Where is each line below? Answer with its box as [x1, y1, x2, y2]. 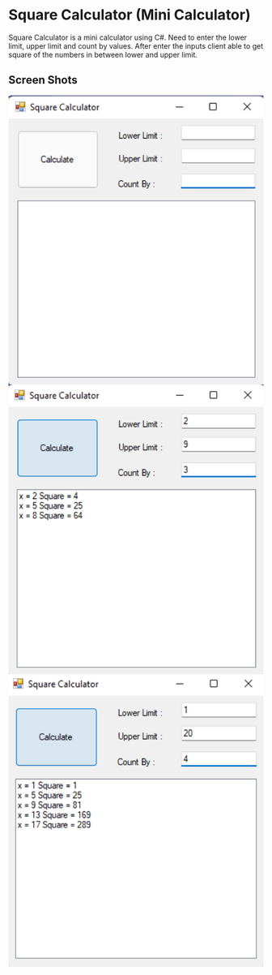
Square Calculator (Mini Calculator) [8, 6, 251, 24]
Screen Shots [8, 73, 79, 87]
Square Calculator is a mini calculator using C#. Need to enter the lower [8, 32, 248, 42]
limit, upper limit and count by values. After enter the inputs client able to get [8, 41, 264, 50]
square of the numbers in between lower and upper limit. [8, 49, 198, 59]
